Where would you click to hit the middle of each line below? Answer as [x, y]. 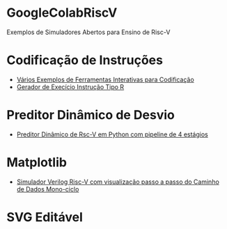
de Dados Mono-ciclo [48, 189]
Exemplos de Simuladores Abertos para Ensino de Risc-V [88, 32]
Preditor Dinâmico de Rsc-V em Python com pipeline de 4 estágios [112, 134]
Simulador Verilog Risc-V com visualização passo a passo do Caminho [118, 182]
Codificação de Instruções [85, 60]
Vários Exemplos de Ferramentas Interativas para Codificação [105, 79]
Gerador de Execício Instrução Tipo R [70, 87]
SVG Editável [45, 217]
